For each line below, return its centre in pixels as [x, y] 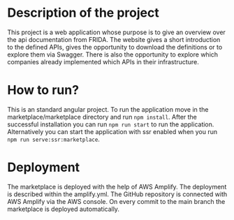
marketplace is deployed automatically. [64, 209]
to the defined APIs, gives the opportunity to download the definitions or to [115, 47]
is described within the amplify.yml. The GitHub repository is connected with [117, 194]
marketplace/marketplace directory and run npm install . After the [102, 117]
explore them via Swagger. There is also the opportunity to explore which [113, 54]
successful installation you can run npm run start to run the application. [111, 124]
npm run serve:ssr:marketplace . [53, 139]
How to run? [43, 90]
